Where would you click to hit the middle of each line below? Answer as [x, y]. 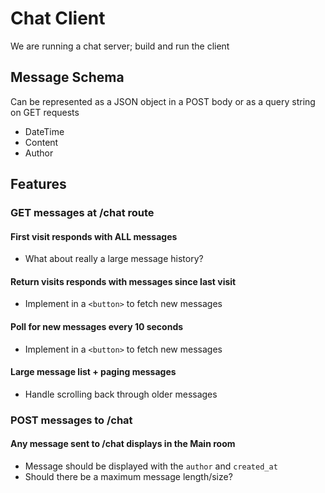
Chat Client [58, 18]
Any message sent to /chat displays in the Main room [123, 444]
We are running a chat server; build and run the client [120, 46]
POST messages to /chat [71, 420]
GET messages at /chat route [82, 213]
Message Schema [67, 77]
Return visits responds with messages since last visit [123, 281]
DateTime [44, 131]
